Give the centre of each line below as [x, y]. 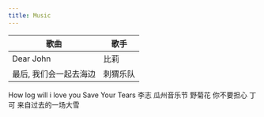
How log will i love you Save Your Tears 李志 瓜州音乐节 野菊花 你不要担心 [128, 95]
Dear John [32, 58]
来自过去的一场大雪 [48, 104]
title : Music [30, 15]
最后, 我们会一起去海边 [54, 74]
